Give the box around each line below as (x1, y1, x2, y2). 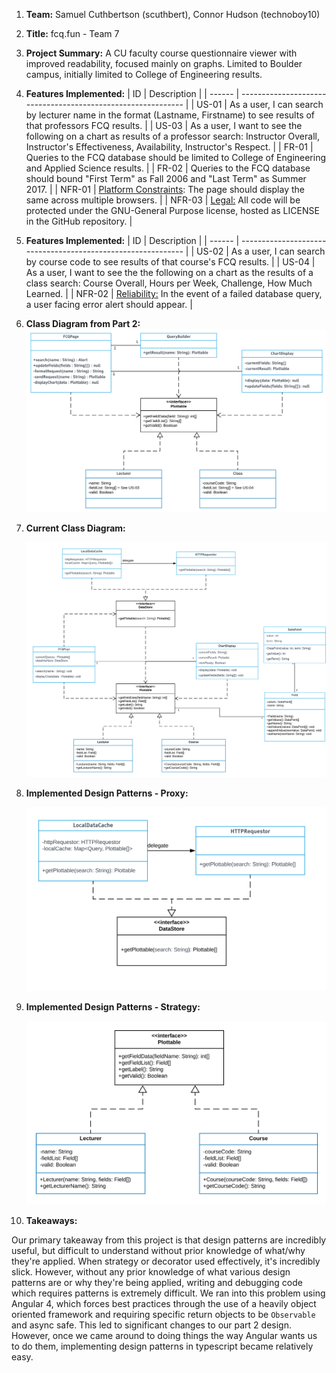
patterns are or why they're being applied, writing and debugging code (11, 1276, 303, 1288)
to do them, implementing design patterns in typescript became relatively (11, 1340, 314, 1352)
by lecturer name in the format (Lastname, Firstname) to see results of (25, 109, 316, 121)
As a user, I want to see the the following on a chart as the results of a (25, 267, 314, 278)
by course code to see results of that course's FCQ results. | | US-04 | (25, 256, 316, 268)
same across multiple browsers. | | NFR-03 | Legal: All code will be (25, 194, 301, 206)
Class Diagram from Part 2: (25, 318, 141, 329)
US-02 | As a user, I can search (196, 245, 326, 257)
